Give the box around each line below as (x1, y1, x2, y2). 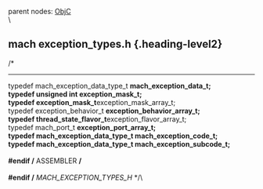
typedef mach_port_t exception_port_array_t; (8, 122, 157, 132)
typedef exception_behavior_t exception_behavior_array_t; (8, 106, 201, 115)
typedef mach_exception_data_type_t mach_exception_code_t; (8, 131, 218, 140)
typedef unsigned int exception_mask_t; (8, 89, 142, 99)
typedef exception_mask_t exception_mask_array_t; (8, 97, 176, 107)
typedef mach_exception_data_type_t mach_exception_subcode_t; (8, 139, 231, 148)
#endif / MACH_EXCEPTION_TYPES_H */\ (8, 173, 143, 182)
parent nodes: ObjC (8, 7, 72, 16)
